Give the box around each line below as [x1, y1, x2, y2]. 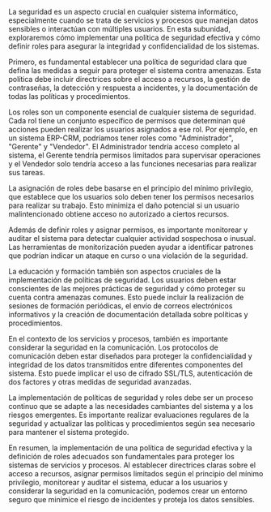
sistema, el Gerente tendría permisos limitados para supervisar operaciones [8, 150, 261, 160]
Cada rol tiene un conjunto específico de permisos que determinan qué [8, 116, 246, 125]
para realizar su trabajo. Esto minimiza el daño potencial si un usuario [8, 200, 240, 210]
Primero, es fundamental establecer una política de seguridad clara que [8, 57, 248, 67]
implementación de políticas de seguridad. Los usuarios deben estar [8, 275, 237, 285]
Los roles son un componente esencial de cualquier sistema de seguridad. [8, 107, 256, 117]
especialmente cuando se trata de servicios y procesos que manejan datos [8, 15, 259, 25]
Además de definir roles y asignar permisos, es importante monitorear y [8, 225, 248, 234]
